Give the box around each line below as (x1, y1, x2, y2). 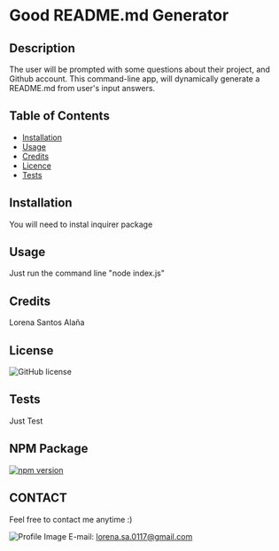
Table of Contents (9, 108, 111, 124)
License (9, 343, 54, 358)
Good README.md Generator (9, 5, 229, 26)
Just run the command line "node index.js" (9, 268, 166, 279)
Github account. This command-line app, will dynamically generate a (9, 74, 260, 84)
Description (9, 41, 75, 56)
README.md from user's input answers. (9, 83, 156, 93)
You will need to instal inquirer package (9, 219, 153, 229)
